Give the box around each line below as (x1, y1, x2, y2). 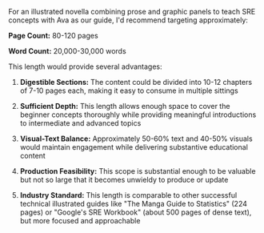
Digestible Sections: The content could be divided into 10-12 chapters (19, 78, 253, 86)
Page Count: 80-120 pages (8, 31, 98, 40)
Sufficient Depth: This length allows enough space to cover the (19, 102, 230, 110)
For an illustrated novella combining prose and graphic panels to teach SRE (8, 7, 256, 16)
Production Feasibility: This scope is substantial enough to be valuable (19, 167, 256, 175)
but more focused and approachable (19, 216, 141, 225)
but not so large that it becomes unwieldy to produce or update (19, 175, 229, 184)
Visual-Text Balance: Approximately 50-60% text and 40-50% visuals (19, 134, 254, 143)
